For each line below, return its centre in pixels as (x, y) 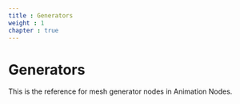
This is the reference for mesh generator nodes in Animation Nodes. (120, 91)
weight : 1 (26, 23)
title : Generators (41, 15)
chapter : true (34, 30)
